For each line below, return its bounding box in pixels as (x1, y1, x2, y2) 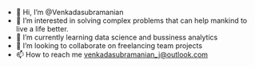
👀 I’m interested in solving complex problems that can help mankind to (15, 16, 248, 25)
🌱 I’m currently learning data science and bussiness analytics (15, 32, 218, 42)
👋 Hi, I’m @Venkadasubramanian (15, 8, 124, 17)
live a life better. (15, 24, 70, 33)
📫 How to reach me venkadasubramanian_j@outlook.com (15, 50, 209, 59)
